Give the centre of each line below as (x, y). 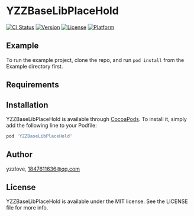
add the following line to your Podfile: (52, 125)
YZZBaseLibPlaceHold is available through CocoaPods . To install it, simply (97, 119)
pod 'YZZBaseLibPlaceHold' (39, 136)
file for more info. (27, 208)
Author (19, 155)
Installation (27, 105)
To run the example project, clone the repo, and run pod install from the (95, 60)
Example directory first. (35, 66)
